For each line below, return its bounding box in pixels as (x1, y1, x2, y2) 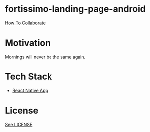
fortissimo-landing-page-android (5, 3, 146, 15)
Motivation (5, 37, 51, 49)
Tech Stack (5, 71, 52, 82)
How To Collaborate (5, 20, 46, 26)
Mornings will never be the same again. (5, 54, 86, 60)
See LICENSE (5, 121, 33, 127)
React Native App (12, 87, 49, 93)
